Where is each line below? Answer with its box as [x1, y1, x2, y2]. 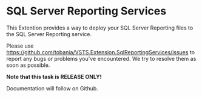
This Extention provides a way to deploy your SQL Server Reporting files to [6, 24, 194, 31]
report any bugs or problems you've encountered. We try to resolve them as [6, 55, 197, 62]
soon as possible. [6, 61, 50, 69]
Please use [6, 42, 34, 49]
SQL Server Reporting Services [6, 4, 167, 18]
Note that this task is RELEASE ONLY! [6, 73, 102, 80]
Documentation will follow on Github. [6, 84, 98, 92]
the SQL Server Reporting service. [6, 30, 92, 37]
